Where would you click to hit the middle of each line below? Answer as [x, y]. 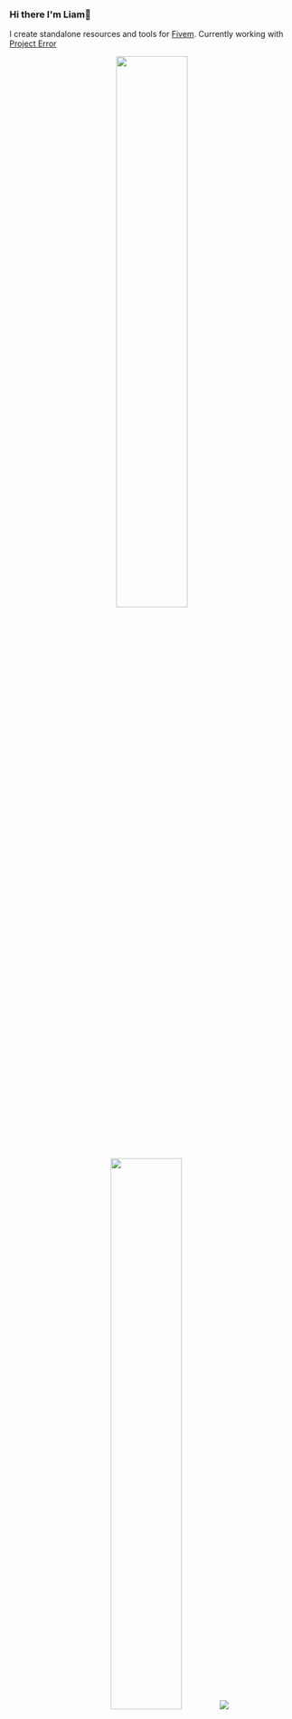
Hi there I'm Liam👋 [51, 14]
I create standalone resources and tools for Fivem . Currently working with [146, 34]
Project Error [33, 43]
